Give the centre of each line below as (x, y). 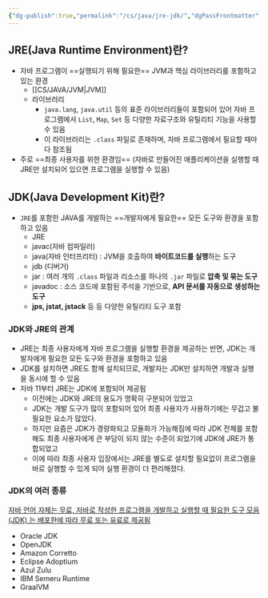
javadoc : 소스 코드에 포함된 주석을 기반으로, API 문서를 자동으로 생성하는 (146, 287)
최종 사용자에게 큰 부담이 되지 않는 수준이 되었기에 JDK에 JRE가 (146, 438)
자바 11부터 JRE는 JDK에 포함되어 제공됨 (83, 388)
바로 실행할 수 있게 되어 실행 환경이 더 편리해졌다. (108, 468)
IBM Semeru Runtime (55, 578)
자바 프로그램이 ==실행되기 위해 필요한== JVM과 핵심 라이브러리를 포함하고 (138, 71)
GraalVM (34, 587)
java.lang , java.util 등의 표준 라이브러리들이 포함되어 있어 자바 (145, 110)
